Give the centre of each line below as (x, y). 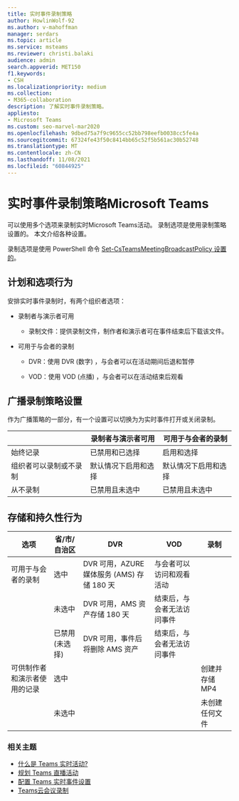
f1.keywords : (27, 73)
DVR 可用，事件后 (112, 639)
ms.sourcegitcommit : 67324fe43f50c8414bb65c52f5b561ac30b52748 (103, 140)
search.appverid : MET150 (44, 67)
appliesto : (23, 113)
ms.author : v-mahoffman (43, 27)
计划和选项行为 (40, 282)
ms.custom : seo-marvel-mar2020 (54, 126)
